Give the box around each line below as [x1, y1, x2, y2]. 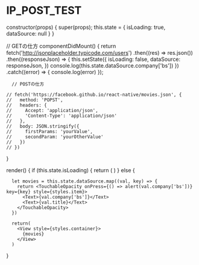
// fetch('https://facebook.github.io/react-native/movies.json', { [6, 92, 182, 98]
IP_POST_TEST [6, 4, 82, 17]
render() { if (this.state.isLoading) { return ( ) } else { [6, 166, 135, 173]
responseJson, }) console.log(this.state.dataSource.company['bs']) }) [6, 61, 179, 69]
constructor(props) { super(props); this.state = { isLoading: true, [6, 23, 166, 31]
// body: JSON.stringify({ [6, 123, 80, 129]
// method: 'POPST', [6, 97, 63, 103]
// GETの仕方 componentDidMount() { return [6, 42, 116, 49]
